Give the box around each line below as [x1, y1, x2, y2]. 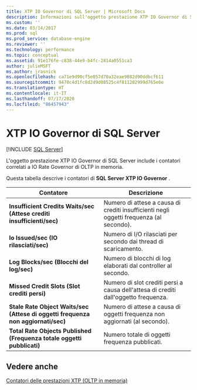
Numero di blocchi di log [103, 255, 171, 263]
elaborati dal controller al [103, 262, 172, 270]
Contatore [39, 189, 69, 197]
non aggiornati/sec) [9, 317, 66, 325]
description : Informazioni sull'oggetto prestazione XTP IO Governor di [6, 14, 188, 20]
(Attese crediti [9, 209, 50, 218]
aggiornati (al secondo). [103, 317, 170, 325]
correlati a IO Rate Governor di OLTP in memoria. [6, 164, 124, 171]
